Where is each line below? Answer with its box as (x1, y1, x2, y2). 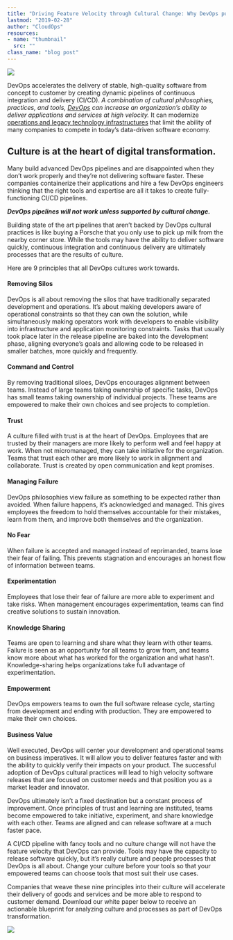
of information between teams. (7, 561, 96, 569)
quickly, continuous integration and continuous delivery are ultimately (7, 243, 206, 251)
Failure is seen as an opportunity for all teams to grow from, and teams (7, 646, 209, 655)
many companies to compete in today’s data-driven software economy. (7, 125, 211, 134)
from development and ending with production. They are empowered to (7, 707, 212, 715)
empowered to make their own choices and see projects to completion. (7, 401, 210, 409)
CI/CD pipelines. (41, 193, 88, 202)
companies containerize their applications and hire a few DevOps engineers (7, 179, 224, 187)
